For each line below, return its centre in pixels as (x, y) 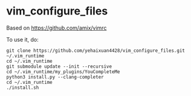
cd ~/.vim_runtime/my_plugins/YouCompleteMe (63, 72)
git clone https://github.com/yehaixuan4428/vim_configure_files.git (96, 50)
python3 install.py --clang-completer (55, 77)
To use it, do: (22, 39)
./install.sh (23, 88)
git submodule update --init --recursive (59, 66)
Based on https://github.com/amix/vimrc (57, 28)
